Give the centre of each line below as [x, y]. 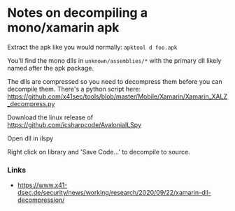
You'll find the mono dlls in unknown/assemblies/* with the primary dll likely [114, 60]
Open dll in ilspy [30, 138]
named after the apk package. [51, 68]
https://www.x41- [42, 185]
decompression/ [41, 200]
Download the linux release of [50, 117]
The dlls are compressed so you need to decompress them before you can [115, 81]
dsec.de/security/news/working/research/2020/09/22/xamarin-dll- [114, 193]
